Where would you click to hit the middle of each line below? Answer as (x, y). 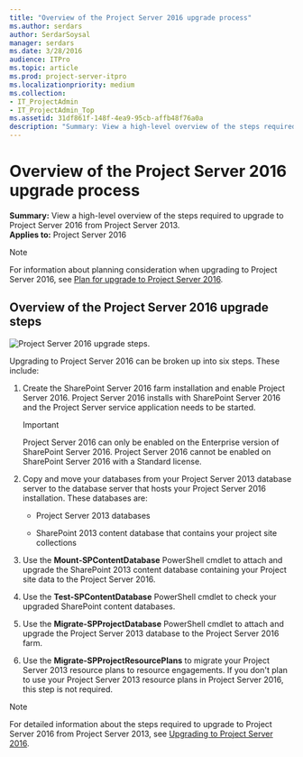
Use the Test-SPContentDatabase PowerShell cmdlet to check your (149, 596)
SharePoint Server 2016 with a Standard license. (112, 461)
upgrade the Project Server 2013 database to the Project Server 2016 (151, 633)
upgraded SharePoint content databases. (99, 606)
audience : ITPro (40, 60)
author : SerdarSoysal (50, 34)
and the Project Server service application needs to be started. (139, 407)
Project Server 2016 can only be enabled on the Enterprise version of (151, 442)
